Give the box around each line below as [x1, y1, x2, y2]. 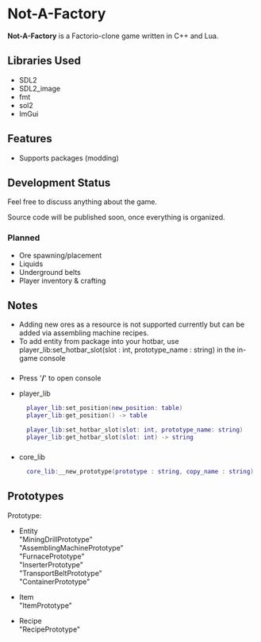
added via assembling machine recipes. [18, 328, 149, 338]
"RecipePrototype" [18, 625, 81, 634]
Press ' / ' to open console [18, 373, 102, 383]
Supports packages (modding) [18, 153, 120, 163]
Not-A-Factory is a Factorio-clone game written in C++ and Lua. [7, 31, 219, 41]
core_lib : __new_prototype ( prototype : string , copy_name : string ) [26, 467, 255, 475]
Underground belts [18, 267, 81, 277]
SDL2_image [18, 83, 61, 93]
